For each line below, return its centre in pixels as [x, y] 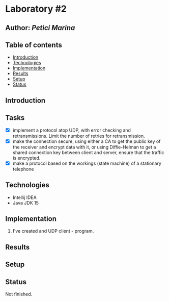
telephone [23, 169]
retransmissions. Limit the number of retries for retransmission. [79, 136]
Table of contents [34, 45]
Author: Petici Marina [40, 28]
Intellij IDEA [24, 197]
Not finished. [19, 294]
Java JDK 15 [26, 203]
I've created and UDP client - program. [53, 231]
